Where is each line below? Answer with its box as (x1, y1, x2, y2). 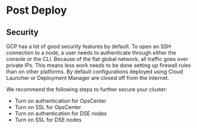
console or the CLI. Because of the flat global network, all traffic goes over (6, 56, 189, 62)
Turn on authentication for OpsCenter (14, 97, 107, 104)
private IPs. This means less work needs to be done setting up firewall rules (6, 62, 191, 69)
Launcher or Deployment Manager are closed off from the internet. (6, 75, 170, 81)
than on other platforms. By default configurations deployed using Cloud (6, 68, 183, 75)
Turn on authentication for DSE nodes (14, 110, 107, 117)
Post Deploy (6, 4, 67, 17)
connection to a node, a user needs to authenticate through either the (6, 49, 176, 56)
